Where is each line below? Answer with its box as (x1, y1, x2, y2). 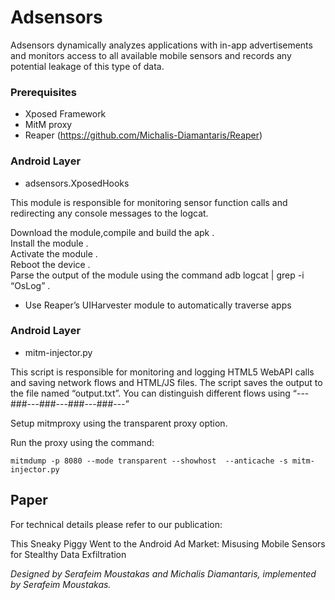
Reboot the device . (10, 258, 91, 270)
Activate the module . (10, 247, 98, 260)
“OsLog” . (10, 279, 51, 291)
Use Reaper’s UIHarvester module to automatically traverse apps (24, 299, 292, 311)
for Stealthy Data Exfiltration (10, 548, 127, 560)
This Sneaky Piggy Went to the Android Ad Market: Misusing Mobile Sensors (10, 537, 326, 550)
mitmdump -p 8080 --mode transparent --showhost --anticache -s (10, 456, 288, 466)
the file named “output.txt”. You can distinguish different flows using (10, 387, 291, 399)
